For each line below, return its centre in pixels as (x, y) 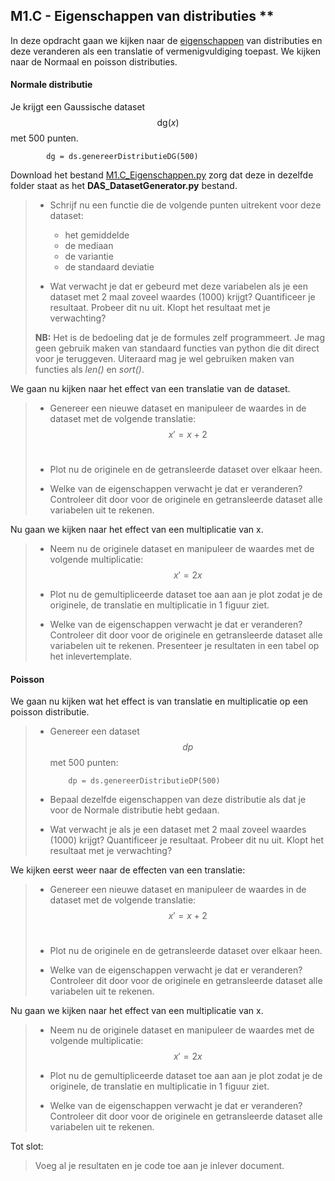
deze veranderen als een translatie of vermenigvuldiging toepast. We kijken (165, 51)
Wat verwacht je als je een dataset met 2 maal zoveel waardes (178, 830)
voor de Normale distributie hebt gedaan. (134, 810)
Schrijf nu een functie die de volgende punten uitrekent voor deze (185, 205)
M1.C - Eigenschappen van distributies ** (142, 16)
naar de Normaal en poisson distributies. (94, 61)
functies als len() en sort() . (89, 370)
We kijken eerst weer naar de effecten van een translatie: (128, 870)
